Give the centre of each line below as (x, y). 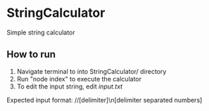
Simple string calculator (41, 32)
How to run (31, 54)
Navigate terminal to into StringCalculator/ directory (91, 71)
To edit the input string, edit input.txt (70, 86)
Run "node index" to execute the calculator (79, 79)
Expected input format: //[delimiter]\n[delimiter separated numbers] (104, 100)
